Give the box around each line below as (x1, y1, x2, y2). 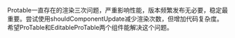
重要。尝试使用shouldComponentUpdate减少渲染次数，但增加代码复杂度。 (7, 15, 223, 23)
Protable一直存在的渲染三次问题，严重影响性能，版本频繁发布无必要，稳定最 (7, 6, 229, 14)
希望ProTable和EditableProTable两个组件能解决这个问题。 (7, 23, 173, 31)
